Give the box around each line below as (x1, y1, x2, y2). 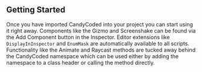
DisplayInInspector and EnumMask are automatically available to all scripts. (6, 40, 190, 47)
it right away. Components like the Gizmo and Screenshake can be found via (6, 27, 196, 34)
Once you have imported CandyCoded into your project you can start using (6, 20, 194, 28)
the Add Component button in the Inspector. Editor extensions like (6, 33, 170, 41)
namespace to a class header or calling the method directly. (6, 59, 155, 66)
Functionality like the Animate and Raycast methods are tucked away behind (6, 46, 196, 53)
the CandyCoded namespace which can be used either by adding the (6, 52, 179, 59)
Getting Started (6, 5, 66, 15)
